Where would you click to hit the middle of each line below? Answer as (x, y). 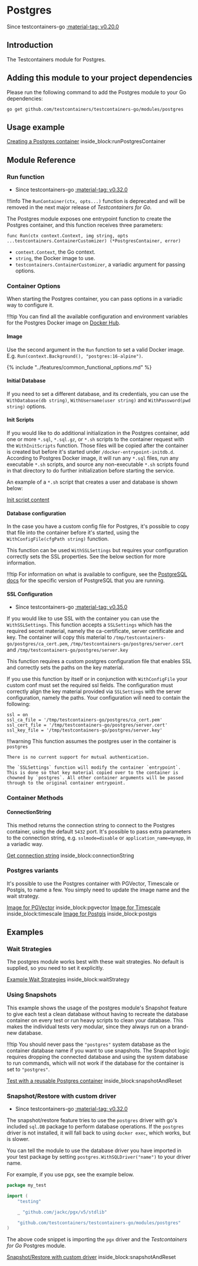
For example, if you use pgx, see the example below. (70, 1175)
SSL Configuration (30, 594)
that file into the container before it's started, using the (73, 533)
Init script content (28, 500)
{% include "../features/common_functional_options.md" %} (79, 367)
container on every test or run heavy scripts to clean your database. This (95, 1020)
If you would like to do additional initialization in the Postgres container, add (98, 433)
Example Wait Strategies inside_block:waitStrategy (68, 979)
